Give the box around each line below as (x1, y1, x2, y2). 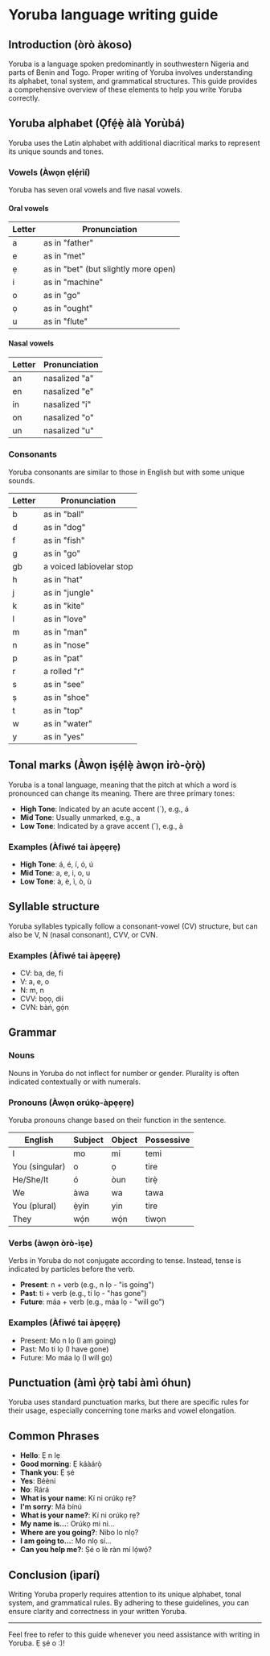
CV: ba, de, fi (19, 968, 63, 978)
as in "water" (43, 718, 92, 729)
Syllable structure (8, 900, 100, 913)
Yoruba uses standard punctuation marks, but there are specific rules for (8, 1397, 249, 1407)
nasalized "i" (43, 399, 92, 410)
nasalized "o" (43, 412, 94, 423)
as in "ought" (43, 303, 93, 314)
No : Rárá (19, 1484, 50, 1495)
